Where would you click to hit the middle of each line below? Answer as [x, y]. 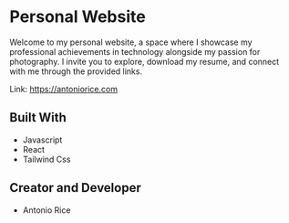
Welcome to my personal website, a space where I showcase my [131, 42]
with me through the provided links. [76, 71]
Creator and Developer [75, 188]
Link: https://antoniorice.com [64, 89]
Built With [38, 117]
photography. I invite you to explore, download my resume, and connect [144, 61]
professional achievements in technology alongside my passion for [135, 51]
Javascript [42, 140]
